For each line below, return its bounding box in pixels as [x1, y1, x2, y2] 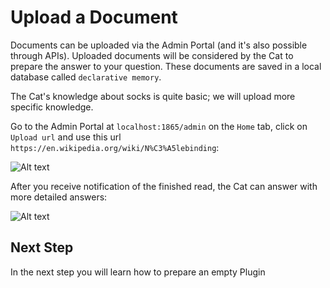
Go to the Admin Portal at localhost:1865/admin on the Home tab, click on [10, 120, 308, 132]
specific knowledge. [10, 101, 94, 113]
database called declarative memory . [10, 71, 162, 83]
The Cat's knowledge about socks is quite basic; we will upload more [10, 90, 296, 102]
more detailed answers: [10, 191, 108, 203]
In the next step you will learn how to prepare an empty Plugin [10, 266, 266, 278]
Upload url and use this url [10, 131, 122, 143]
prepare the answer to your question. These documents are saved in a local [10, 60, 322, 72]
